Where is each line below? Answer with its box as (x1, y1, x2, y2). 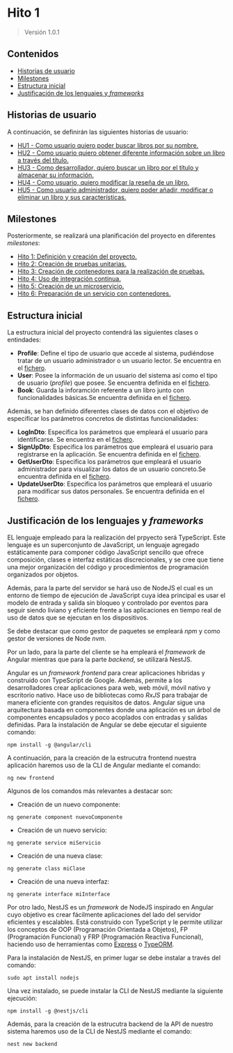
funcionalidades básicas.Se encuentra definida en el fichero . (17, 394, 192, 402)
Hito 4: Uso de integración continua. (17, 275, 122, 283)
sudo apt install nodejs (7, 974, 79, 981)
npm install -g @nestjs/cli (7, 1008, 89, 1015)
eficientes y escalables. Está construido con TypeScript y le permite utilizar (7, 918, 223, 926)
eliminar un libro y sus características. (17, 193, 127, 201)
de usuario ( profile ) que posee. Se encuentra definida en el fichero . (17, 378, 211, 387)
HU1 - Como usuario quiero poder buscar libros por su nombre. (17, 141, 199, 149)
